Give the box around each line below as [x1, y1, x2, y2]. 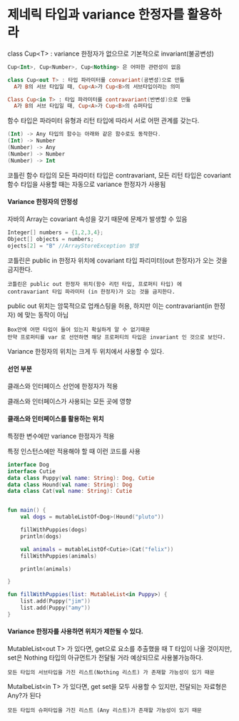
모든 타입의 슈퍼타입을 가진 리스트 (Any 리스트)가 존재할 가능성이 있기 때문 [7, 707, 202, 714]
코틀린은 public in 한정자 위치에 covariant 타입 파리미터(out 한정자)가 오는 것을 [7, 256, 228, 265]
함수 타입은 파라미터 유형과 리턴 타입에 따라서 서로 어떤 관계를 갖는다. [7, 116, 200, 125]
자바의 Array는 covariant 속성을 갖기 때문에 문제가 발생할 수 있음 [7, 215, 188, 223]
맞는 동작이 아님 [24, 310, 69, 319]
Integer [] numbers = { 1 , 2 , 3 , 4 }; [7, 229, 103, 236]
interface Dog [7, 461, 50, 468]
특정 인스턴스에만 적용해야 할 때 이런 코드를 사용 [7, 446, 141, 455]
